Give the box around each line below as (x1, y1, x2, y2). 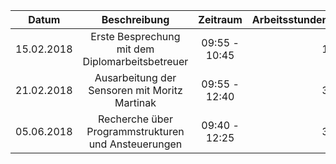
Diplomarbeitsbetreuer (82, 55, 189, 68)
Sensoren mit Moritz (88, 84, 183, 97)
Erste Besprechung (90, 30, 181, 43)
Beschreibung (101, 13, 170, 26)
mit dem (116, 42, 155, 56)
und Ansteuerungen (88, 137, 183, 151)
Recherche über (98, 112, 173, 126)
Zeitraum (198, 13, 243, 26)
